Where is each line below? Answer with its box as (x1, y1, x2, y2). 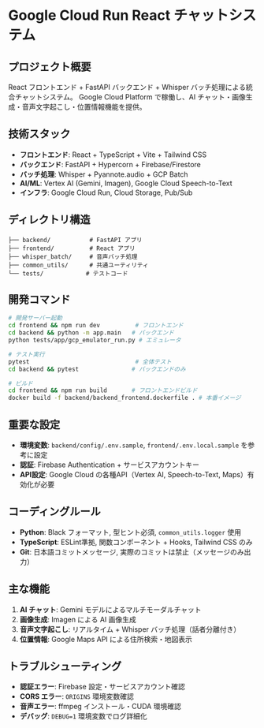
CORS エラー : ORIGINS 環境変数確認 (19, 692, 134, 701)
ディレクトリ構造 (8, 213, 91, 226)
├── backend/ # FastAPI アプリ (8, 236, 143, 244)
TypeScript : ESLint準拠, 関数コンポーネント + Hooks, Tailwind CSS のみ (19, 537, 254, 547)
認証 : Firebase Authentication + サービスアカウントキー (19, 460, 199, 469)
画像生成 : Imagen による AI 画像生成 (19, 614, 136, 624)
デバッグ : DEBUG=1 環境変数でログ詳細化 (19, 711, 147, 721)
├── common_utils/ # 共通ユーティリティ (8, 261, 149, 269)
